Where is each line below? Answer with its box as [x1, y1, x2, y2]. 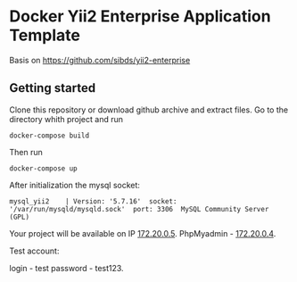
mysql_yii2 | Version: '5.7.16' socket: [9, 196, 177, 206]
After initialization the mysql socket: [9, 179, 141, 190]
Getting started [9, 80, 96, 95]
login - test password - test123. [9, 262, 124, 273]
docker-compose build [9, 131, 90, 140]
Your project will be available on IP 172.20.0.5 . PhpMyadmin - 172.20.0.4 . [9, 228, 276, 238]
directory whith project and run [9, 113, 123, 124]
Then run [9, 146, 43, 157]
